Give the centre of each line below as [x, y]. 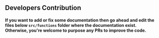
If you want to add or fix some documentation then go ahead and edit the [80, 20]
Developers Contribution [43, 8]
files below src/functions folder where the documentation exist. [71, 25]
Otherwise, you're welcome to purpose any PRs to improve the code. [76, 30]
